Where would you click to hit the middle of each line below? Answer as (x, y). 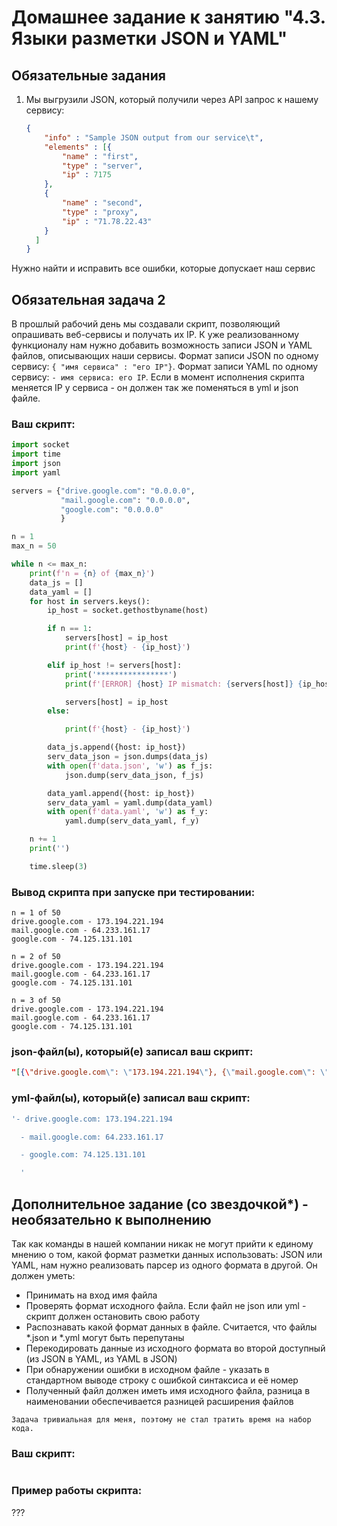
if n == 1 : (70, 629)
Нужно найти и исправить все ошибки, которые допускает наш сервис (163, 268)
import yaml (36, 472)
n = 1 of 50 (36, 913)
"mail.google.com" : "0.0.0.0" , (125, 500)
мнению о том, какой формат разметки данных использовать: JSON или (167, 1254)
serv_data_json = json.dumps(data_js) (128, 757)
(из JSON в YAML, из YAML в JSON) (101, 1358)
